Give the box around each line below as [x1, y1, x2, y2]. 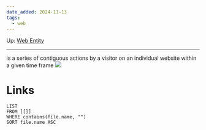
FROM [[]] [6, 109, 32, 115]
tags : [6, 15, 20, 21]
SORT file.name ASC [6, 120, 56, 126]
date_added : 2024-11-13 [6, 9, 67, 15]
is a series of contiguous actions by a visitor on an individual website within [6, 54, 197, 62]
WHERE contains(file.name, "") [6, 114, 86, 120]
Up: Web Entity [6, 37, 45, 45]
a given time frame [6, 62, 54, 69]
